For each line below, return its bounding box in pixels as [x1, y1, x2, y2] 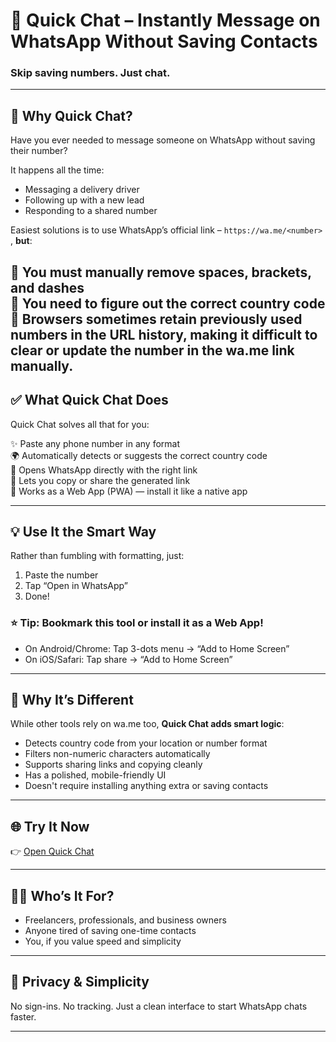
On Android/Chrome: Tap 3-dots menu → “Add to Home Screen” [24, 642, 290, 654]
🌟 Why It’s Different [10, 692, 134, 708]
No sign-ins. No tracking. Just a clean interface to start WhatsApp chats [10, 1000, 308, 1012]
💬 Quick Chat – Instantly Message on [10, 9, 321, 32]
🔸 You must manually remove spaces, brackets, [10, 264, 312, 281]
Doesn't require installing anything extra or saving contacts [24, 780, 269, 792]
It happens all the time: [10, 164, 105, 176]
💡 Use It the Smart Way [10, 523, 157, 540]
